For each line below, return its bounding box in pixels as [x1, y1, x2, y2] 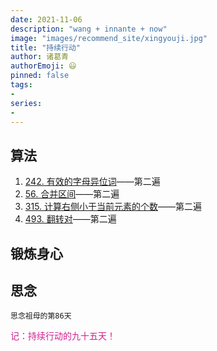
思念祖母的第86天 [10, 311, 72, 321]
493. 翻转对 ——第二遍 [24, 213, 117, 225]
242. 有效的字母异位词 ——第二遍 [24, 176, 161, 188]
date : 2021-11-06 [10, 14, 83, 25]
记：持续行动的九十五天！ [10, 330, 116, 342]
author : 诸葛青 [10, 52, 69, 62]
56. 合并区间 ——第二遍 [24, 188, 120, 200]
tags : [10, 80, 33, 90]
